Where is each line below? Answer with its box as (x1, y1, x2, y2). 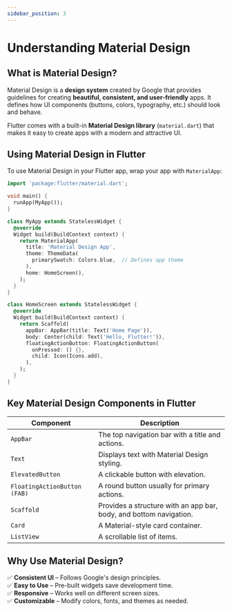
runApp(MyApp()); (13, 199, 64, 206)
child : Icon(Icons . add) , (32, 353, 104, 360)
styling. (98, 458, 122, 467)
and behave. (7, 108, 43, 116)
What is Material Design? (7, 67, 117, 80)
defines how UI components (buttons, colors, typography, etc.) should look (7, 100, 221, 109)
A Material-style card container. (98, 520, 202, 530)
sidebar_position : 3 (7, 10, 67, 17)
